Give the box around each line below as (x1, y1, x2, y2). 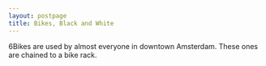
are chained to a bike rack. (8, 50, 97, 60)
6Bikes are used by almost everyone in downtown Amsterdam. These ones (8, 41, 258, 51)
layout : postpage (8, 11, 67, 20)
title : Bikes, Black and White (8, 19, 114, 27)
